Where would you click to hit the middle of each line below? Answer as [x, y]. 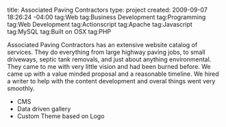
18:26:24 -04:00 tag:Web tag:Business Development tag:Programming [106, 17]
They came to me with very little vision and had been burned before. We [109, 67]
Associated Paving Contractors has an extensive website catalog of [102, 45]
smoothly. [21, 88]
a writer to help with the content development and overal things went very [111, 81]
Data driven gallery [44, 109]
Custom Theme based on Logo [61, 116]
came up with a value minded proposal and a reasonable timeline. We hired [113, 74]
